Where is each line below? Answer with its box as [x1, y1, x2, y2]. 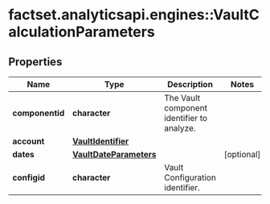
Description [167, 79, 213, 90]
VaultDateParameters [72, 149, 157, 160]
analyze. [164, 123, 196, 134]
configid [12, 172, 46, 183]
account [12, 135, 45, 147]
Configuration [164, 172, 217, 183]
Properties [8, 55, 63, 69]
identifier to [164, 113, 207, 123]
